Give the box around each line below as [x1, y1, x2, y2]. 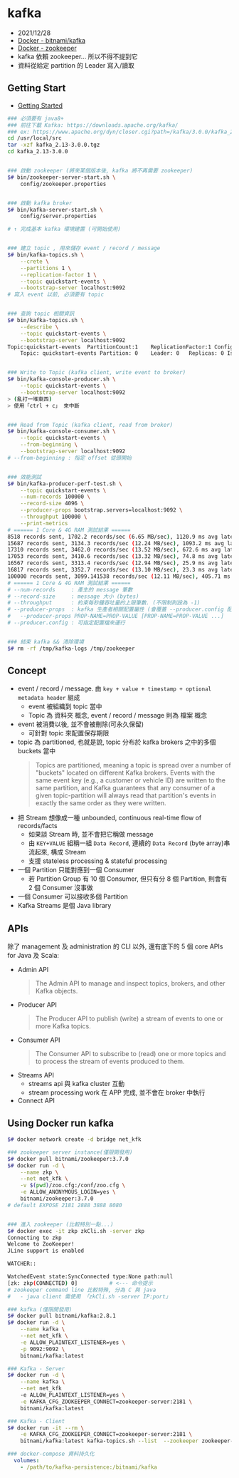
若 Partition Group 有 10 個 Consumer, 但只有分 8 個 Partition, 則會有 [28, 874, 228, 883]
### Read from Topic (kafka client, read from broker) [7, 421, 174, 428]
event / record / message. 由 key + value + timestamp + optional [17, 684, 212, 693]
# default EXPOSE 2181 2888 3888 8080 [7, 1201, 122, 1209]
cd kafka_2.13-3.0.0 [7, 148, 69, 155]
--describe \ [20, 323, 59, 331]
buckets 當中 [17, 747, 55, 755]
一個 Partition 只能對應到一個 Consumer [17, 866, 134, 874]
